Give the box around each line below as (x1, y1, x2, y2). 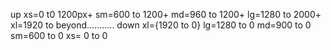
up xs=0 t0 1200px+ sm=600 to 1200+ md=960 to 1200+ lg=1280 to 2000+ (10, 9, 322, 20)
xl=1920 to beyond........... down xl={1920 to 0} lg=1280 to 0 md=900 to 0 (10, 19, 312, 31)
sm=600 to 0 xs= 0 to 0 (10, 30, 108, 41)
